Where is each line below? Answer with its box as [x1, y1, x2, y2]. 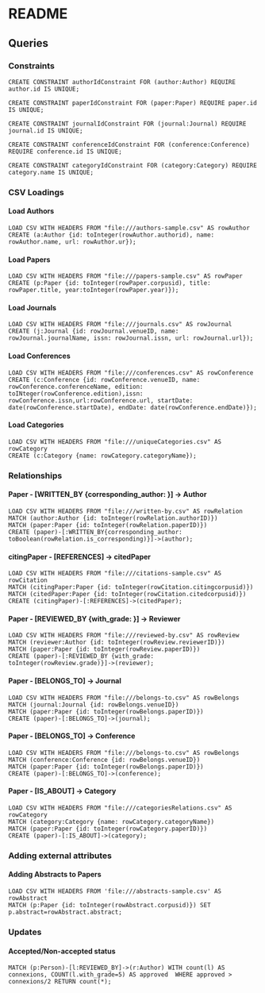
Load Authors [8, 206, 55, 216]
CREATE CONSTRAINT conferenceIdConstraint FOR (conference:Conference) [8, 140, 250, 148]
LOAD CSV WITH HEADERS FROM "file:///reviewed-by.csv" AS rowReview [8, 632, 240, 640]
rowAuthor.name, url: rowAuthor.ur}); [8, 238, 136, 246]
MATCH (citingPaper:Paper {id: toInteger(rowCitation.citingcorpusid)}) [8, 583, 254, 591]
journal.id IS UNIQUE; [8, 126, 83, 135]
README [8, 5, 68, 23]
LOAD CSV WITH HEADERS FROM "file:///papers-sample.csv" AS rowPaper [8, 272, 244, 280]
